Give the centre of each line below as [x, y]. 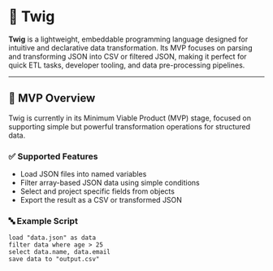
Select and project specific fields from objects [97, 191]
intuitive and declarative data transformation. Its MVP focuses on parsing [130, 47]
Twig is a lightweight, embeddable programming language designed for [128, 39]
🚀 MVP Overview [52, 98]
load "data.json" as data [52, 238]
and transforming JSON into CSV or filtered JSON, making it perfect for [128, 56]
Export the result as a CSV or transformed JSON [101, 200]
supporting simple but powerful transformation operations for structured [129, 126]
